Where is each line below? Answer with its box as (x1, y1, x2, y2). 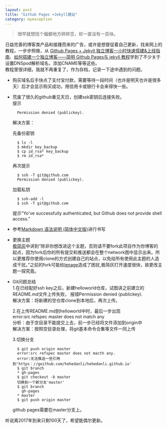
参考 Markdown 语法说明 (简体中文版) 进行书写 (12, 226, 106, 232)
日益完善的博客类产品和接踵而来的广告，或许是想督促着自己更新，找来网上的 (5, 41, 163, 47)
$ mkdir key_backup (17, 144, 57, 150)
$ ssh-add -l (17, 196, 44, 201)
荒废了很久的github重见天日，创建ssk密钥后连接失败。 (12, 94, 125, 100)
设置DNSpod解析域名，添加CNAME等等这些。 (5, 60, 100, 66)
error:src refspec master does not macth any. (17, 351, 116, 356)
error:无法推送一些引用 (17, 356, 61, 361)
